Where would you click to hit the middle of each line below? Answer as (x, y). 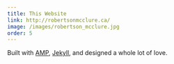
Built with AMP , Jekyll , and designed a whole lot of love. (88, 53)
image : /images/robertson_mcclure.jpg (63, 26)
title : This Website (37, 14)
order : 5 (20, 33)
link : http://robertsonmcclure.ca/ (59, 20)
